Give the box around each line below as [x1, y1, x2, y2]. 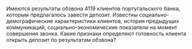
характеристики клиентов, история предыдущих [54, 18, 179, 24]
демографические [6, 18, 53, 24]
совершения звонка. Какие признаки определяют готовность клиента [6, 30, 187, 37]
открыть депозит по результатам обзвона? [6, 37, 116, 43]
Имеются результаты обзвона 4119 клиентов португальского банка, [6, 5, 181, 12]
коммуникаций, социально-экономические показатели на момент [6, 24, 178, 31]
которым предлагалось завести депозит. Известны [6, 11, 138, 18]
